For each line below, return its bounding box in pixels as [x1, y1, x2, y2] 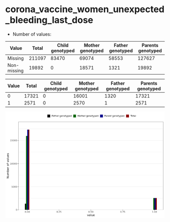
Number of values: [12, 31, 52, 37]
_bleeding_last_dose [5, 14, 94, 26]
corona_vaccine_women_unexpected [5, 4, 165, 15]
